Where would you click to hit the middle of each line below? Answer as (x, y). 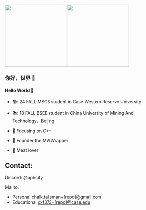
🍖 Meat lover (25, 150)
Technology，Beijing (33, 121)
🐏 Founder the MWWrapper (40, 141)
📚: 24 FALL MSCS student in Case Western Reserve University (77, 102)
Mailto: (12, 187)
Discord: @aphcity (24, 177)
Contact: (19, 166)
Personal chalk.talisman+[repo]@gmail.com (57, 197)
